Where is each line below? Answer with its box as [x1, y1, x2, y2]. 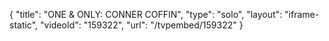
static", [9, 19, 39, 31]
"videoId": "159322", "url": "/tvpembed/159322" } [40, 19, 244, 31]
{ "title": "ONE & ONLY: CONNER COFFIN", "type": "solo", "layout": [9, 9, 283, 20]
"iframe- [284, 9, 320, 20]
